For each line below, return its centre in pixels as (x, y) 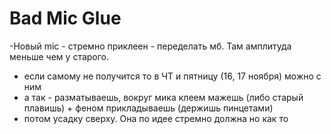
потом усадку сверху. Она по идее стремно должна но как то (156, 118)
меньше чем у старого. (59, 56)
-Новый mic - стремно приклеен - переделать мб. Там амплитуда (150, 46)
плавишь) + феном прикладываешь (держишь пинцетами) (148, 108)
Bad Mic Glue (65, 18)
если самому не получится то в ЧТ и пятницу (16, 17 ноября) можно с (172, 76)
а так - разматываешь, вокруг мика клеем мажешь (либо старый (163, 97)
